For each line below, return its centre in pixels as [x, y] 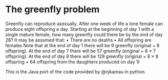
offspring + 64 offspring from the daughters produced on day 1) [72, 62]
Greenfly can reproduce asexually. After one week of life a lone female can [84, 24]
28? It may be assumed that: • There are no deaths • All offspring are [78, 40]
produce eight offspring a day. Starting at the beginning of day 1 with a [80, 29]
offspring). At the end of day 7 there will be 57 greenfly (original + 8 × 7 [81, 51]
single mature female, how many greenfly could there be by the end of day [84, 34]
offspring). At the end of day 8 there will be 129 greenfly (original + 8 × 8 [82, 56]
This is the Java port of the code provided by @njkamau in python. [76, 72]
